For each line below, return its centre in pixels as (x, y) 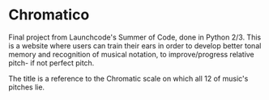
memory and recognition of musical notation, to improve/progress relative (132, 54)
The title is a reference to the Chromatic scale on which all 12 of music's (128, 78)
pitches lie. (27, 87)
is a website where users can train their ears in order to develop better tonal (135, 45)
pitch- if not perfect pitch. (51, 63)
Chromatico (49, 15)
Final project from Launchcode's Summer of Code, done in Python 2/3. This (135, 37)
